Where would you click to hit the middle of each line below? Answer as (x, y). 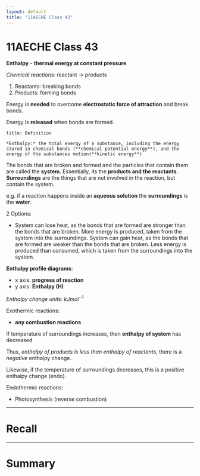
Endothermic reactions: (35, 388)
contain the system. (30, 184)
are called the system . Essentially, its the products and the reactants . (92, 171)
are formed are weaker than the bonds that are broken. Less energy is (101, 244)
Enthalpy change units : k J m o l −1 (45, 299)
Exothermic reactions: (33, 311)
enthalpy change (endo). (36, 376)
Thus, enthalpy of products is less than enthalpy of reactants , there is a (94, 352)
